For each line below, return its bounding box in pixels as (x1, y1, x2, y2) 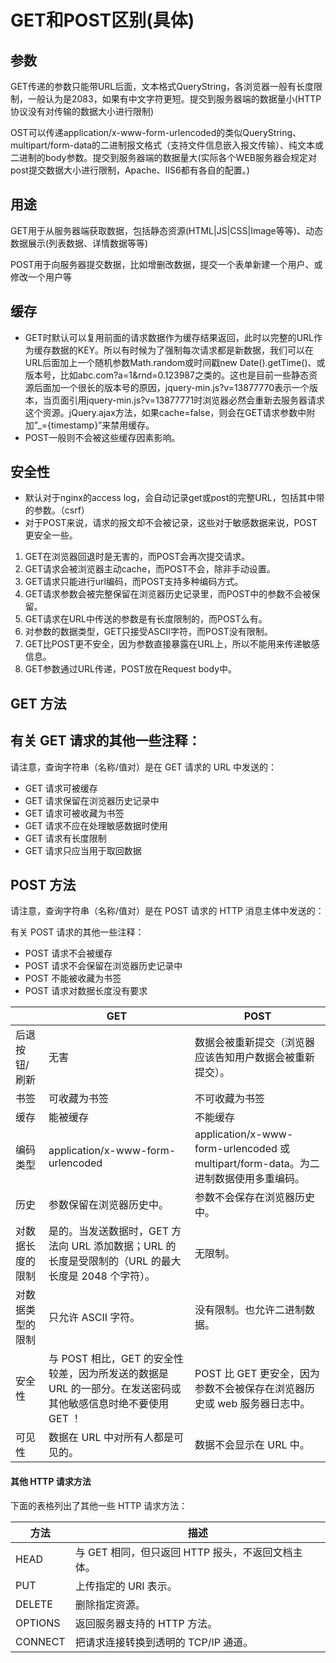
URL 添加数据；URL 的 (71, 1239, 177, 1253)
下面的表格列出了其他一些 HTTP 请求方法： (10, 1499, 188, 1511)
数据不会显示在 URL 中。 (194, 1438, 310, 1452)
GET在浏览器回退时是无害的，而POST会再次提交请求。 (24, 551, 251, 563)
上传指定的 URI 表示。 (74, 1579, 178, 1593)
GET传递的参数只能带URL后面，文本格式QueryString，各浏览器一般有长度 (10, 81, 314, 92)
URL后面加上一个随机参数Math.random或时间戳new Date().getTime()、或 (24, 356, 326, 368)
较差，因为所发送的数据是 (48, 1367, 170, 1381)
